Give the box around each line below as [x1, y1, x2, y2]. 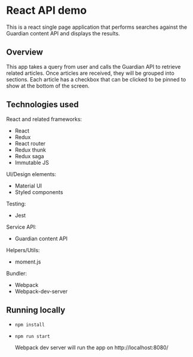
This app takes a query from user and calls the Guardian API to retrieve [6, 63, 181, 70]
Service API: [6, 223, 37, 231]
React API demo [6, 4, 87, 17]
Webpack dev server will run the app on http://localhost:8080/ [14, 344, 169, 351]
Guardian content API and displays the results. [6, 29, 121, 37]
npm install [14, 322, 45, 328]
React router [14, 140, 46, 147]
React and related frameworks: [6, 115, 82, 123]
